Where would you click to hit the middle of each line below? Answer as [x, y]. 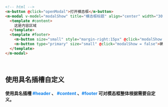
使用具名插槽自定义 [35, 80]
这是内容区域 [25, 25]
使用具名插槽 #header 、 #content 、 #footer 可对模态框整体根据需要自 [78, 93]
